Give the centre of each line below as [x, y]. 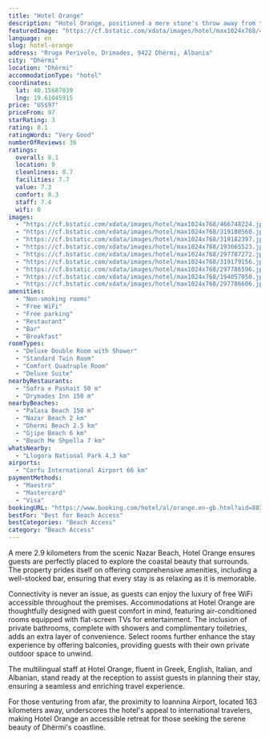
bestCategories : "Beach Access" [62, 523]
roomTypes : [26, 344]
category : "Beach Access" [51, 530]
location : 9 [36, 165]
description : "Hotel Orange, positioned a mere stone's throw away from [132, 23]
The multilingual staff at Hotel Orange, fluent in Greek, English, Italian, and [130, 669]
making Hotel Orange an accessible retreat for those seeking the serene [127, 719]
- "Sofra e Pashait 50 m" [59, 388]
